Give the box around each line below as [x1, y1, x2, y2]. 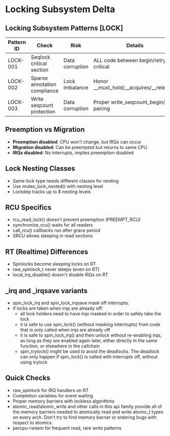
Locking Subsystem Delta [5, 4, 115, 15]
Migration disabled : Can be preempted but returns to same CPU [12, 144, 148, 150]
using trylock [20, 359, 48, 366]
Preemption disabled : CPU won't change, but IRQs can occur [12, 138, 142, 145]
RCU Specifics [5, 203, 52, 212]
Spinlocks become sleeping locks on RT [12, 261, 96, 267]
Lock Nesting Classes [5, 164, 75, 173]
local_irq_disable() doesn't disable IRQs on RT [12, 272, 108, 278]
